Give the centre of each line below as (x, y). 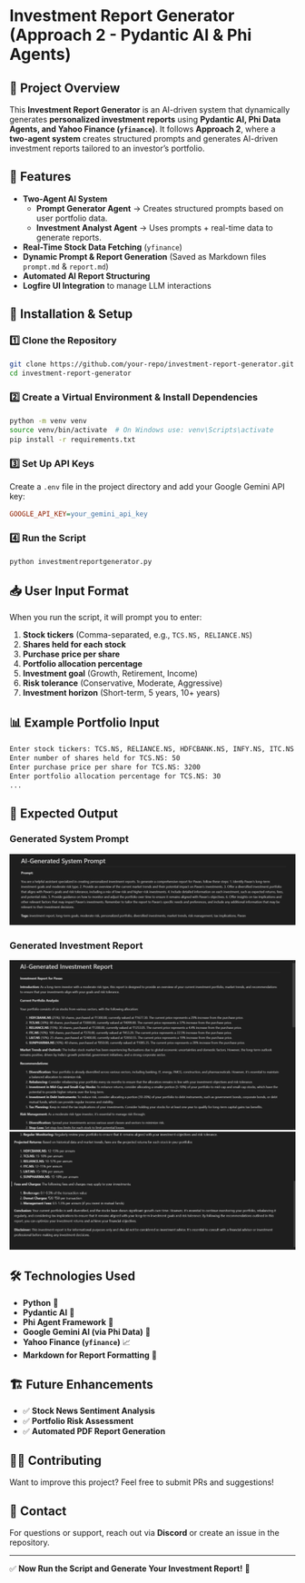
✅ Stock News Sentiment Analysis (89, 1411)
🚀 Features (40, 177)
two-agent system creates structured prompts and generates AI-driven (144, 139)
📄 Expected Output (64, 813)
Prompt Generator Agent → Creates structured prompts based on (160, 208)
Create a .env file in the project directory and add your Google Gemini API (147, 487)
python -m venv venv (49, 420)
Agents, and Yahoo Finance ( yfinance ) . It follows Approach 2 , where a (143, 129)
